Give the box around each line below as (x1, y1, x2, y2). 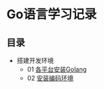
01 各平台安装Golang (27, 65, 87, 74)
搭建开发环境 (16, 57, 54, 64)
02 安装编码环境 (27, 74, 74, 82)
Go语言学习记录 (6, 6, 97, 22)
